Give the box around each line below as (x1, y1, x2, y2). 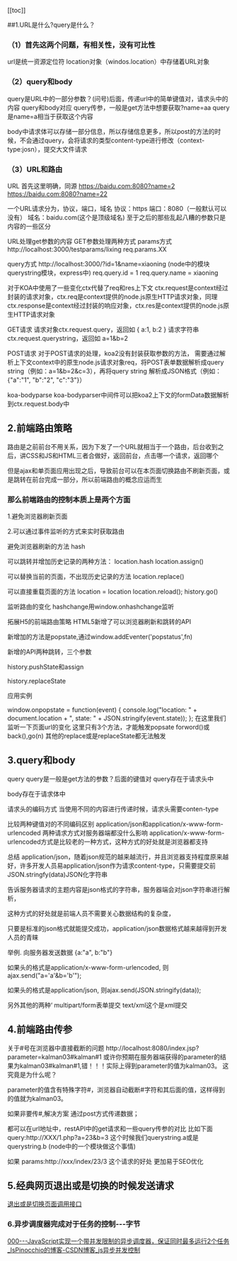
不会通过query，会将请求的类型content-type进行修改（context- (19, 136, 205, 145)
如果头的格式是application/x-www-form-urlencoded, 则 (7, 963, 169, 971)
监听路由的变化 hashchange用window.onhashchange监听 (7, 602, 175, 611)
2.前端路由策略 (7, 422, 73, 434)
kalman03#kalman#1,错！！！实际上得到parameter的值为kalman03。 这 (19, 1061, 229, 1070)
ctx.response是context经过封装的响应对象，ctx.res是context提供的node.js (7, 301, 224, 310)
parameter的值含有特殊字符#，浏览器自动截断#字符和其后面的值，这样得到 (7, 1085, 225, 1094)
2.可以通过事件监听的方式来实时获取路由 (7, 527, 125, 536)
